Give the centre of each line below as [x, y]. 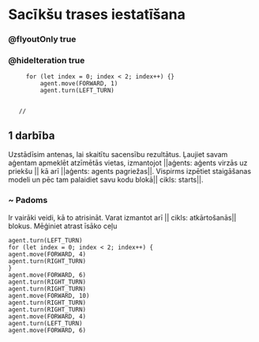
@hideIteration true [47, 61]
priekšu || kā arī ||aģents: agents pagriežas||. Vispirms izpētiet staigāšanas [129, 171]
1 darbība [32, 135]
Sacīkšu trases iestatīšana [97, 15]
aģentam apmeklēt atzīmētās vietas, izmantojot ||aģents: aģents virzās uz [128, 163]
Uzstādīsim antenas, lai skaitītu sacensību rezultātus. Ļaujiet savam [118, 155]
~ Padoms [28, 201]
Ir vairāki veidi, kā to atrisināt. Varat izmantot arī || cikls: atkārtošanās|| [122, 217]
